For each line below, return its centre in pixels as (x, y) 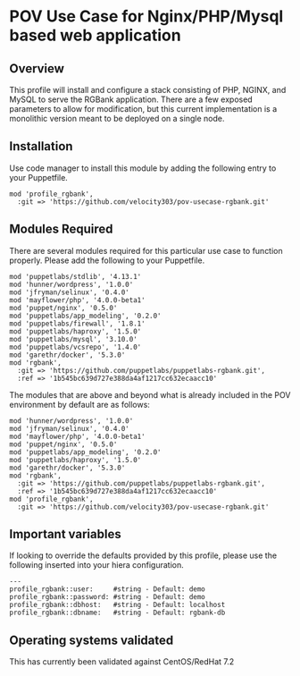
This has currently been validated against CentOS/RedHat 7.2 (122, 662)
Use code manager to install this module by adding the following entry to (143, 168)
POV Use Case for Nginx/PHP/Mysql (146, 17)
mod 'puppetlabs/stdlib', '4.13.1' (75, 276)
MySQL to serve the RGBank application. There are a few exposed (131, 99)
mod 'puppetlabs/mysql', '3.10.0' (74, 339)
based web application (95, 35)
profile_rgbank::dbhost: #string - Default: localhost (117, 605)
